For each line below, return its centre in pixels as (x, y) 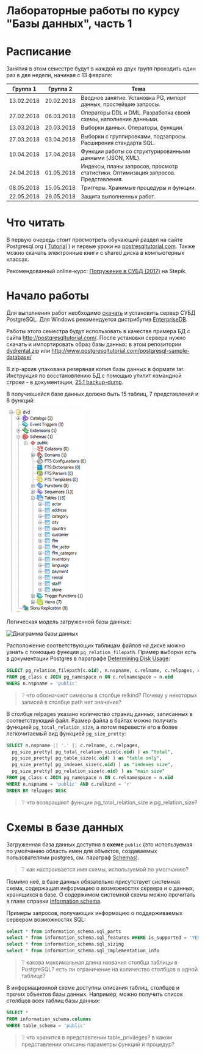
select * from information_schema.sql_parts (64, 932)
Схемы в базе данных (65, 827)
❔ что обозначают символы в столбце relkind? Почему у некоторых (109, 695)
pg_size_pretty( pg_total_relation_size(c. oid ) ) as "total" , (92, 752)
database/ (19, 357)
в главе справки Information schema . (54, 901)
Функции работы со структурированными (135, 151)
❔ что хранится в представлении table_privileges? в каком (97, 1037)
